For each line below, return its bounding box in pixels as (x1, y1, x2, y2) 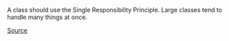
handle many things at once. (7, 13, 88, 21)
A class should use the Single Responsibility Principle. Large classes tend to (7, 6, 222, 14)
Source (7, 27, 28, 34)
